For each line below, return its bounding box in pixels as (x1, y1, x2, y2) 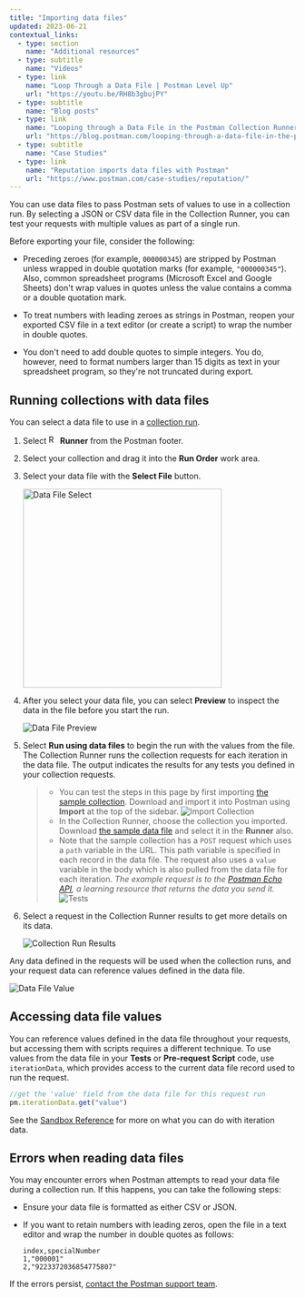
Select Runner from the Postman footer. (22, 436, 184, 447)
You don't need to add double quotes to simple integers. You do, (22, 347, 264, 357)
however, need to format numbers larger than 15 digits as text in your (22, 357, 280, 367)
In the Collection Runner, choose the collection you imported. (58, 816, 288, 827)
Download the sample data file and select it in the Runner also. (58, 825, 294, 837)
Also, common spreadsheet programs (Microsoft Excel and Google (22, 273, 272, 284)
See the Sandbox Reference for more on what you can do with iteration (9, 1114, 275, 1125)
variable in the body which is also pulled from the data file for (58, 864, 289, 875)
